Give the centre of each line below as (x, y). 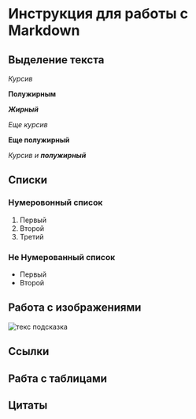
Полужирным (32, 94)
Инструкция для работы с (98, 14)
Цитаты (28, 405)
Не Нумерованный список (62, 257)
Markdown (44, 30)
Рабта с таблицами (58, 378)
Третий (32, 236)
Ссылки (29, 351)
